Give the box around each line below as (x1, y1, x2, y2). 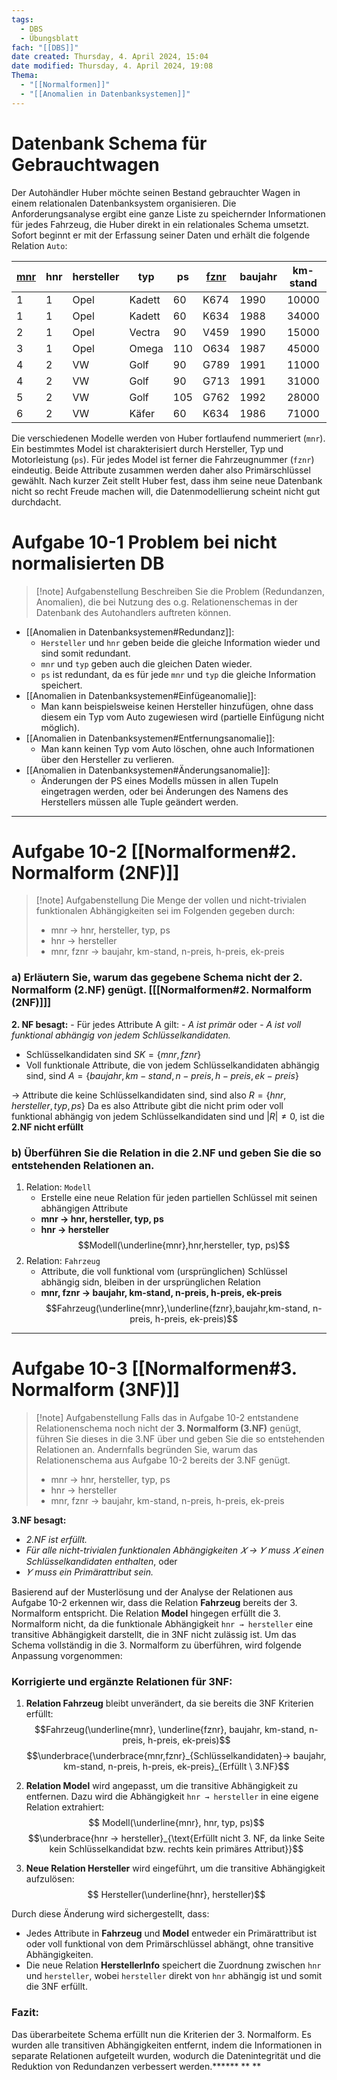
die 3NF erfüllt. (25, 1981, 88, 1993)
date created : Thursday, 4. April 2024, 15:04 (11, 52, 209, 62)
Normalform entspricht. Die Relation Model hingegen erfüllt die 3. (11, 1607, 281, 1619)
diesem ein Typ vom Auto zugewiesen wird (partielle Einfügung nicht (40, 711, 325, 723)
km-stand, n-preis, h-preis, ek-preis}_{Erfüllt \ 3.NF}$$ (63, 1761, 290, 1773)
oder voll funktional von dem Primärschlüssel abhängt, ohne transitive (25, 1938, 314, 1950)
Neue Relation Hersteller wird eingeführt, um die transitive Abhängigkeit (25, 1862, 326, 1875)
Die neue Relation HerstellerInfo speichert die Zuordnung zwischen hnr (25, 1959, 322, 1971)
